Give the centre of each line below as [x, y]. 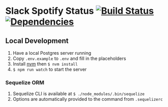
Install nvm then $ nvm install [45, 64]
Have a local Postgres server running [52, 53]
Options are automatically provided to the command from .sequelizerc [88, 99]
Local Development [37, 41]
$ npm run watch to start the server [50, 69]
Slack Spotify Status [50, 11]
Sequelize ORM [25, 82]
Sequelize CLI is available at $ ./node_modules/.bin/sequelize [79, 94]
